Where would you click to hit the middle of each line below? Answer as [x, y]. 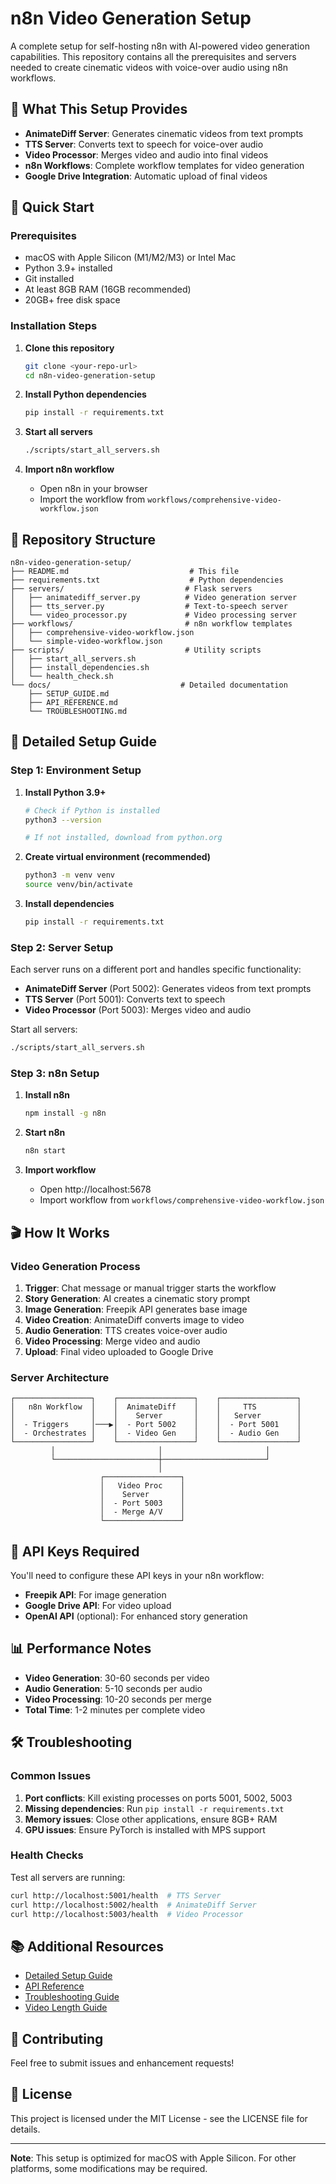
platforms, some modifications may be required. [109, 2168]
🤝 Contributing [57, 2038]
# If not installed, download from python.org [123, 838]
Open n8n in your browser [93, 489]
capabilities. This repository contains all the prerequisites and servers [153, 56]
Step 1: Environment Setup [76, 770]
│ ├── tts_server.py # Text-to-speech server [149, 607]
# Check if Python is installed [92, 810]
